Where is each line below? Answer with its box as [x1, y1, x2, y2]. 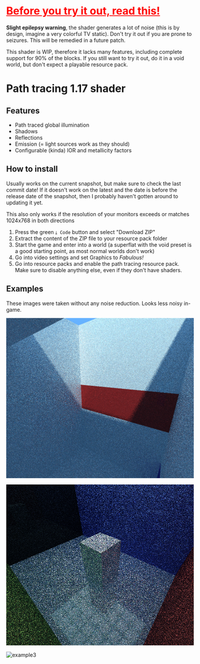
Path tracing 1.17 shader [6, 82, 126, 96]
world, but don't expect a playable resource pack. [6, 61, 128, 68]
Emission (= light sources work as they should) [14, 140, 130, 147]
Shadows [14, 127, 38, 135]
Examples [6, 284, 43, 294]
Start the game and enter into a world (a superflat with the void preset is [14, 241, 192, 248]
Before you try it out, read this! [6, 4, 161, 18]
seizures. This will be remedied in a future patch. [6, 36, 126, 44]
